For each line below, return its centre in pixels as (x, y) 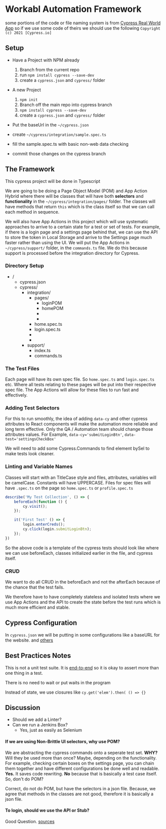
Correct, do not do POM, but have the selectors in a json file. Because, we (80, 788)
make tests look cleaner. (30, 454)
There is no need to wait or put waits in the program (58, 682)
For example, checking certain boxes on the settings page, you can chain (80, 763)
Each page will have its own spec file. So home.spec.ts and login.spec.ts (80, 379)
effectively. (17, 395)
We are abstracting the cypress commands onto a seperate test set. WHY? (82, 753)
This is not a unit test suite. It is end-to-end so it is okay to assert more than (82, 667)
